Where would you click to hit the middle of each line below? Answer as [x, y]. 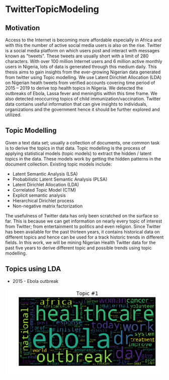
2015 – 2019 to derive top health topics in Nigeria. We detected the [74, 88]
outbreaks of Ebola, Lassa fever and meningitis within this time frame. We [81, 93]
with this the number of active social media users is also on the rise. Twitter [83, 45]
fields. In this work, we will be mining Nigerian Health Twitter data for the [80, 242]
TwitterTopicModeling [52, 9]
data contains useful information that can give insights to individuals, [76, 104]
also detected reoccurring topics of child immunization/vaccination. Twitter [83, 99]
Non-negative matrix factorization [48, 206]
